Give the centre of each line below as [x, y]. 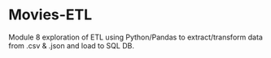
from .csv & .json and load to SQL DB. [71, 45]
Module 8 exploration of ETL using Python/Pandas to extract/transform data [135, 37]
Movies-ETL [50, 15]
